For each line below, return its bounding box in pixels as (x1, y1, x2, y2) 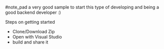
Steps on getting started (5, 19, 55, 25)
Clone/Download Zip (12, 29, 55, 34)
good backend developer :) (5, 9, 61, 15)
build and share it (12, 39, 48, 45)
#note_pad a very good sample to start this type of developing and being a (5, 4, 159, 10)
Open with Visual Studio (12, 34, 62, 40)
